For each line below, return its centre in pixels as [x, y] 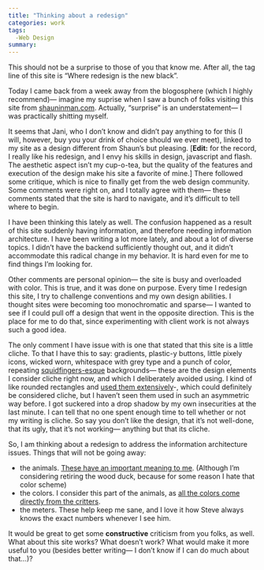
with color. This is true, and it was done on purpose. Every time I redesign [128, 288]
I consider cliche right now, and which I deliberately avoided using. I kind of [130, 379]
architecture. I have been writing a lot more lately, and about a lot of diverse [131, 239]
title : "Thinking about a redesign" [68, 15]
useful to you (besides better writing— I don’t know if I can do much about [129, 550]
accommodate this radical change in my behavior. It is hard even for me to [128, 256]
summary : [22, 45]
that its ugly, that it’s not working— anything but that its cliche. [109, 429]
